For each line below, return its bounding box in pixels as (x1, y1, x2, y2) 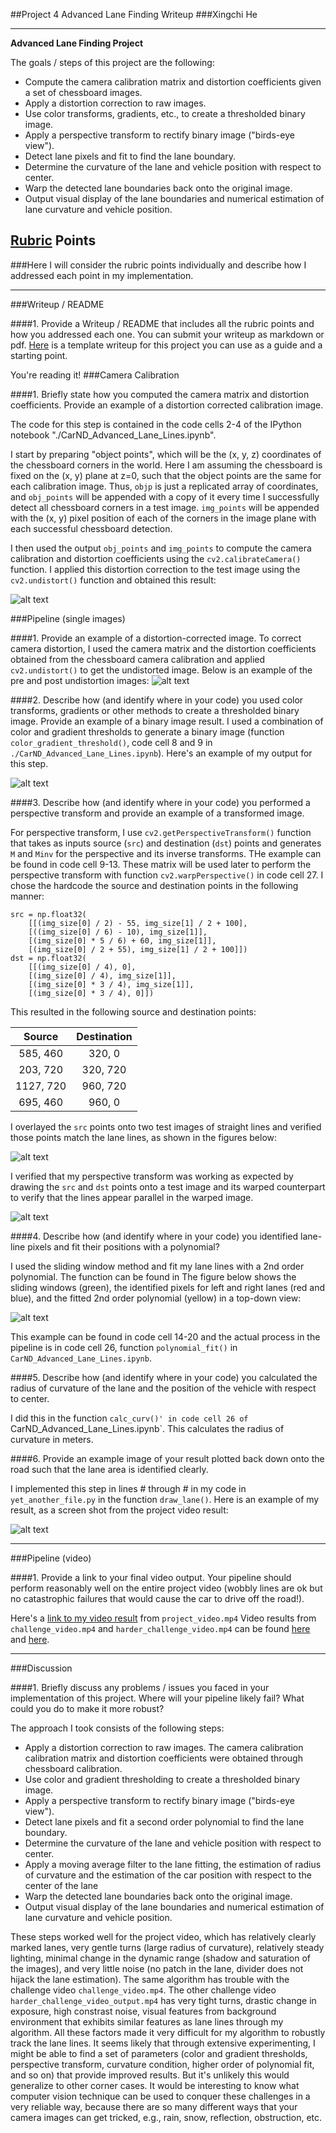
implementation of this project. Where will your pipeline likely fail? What (10, 1692, 305, 1704)
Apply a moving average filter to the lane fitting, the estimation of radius (24, 1858, 322, 1870)
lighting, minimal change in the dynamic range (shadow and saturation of (10, 1952, 311, 1964)
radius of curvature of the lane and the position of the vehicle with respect (10, 1382, 317, 1394)
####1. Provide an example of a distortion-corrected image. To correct (10, 632, 302, 644)
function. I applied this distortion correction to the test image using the (10, 563, 301, 575)
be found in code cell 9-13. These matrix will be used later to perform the (10, 858, 312, 870)
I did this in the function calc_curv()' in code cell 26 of (10, 1412, 249, 1424)
